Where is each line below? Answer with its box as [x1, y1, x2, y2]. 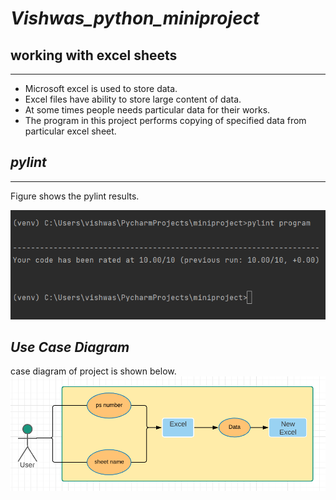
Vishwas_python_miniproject [10, 7, 260, 30]
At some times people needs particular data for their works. [24, 104, 271, 116]
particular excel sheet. [24, 125, 117, 137]
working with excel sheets [10, 47, 178, 64]
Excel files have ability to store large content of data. [24, 93, 242, 105]
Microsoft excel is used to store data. [24, 83, 178, 94]
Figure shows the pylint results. [10, 190, 140, 202]
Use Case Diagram [10, 338, 130, 356]
